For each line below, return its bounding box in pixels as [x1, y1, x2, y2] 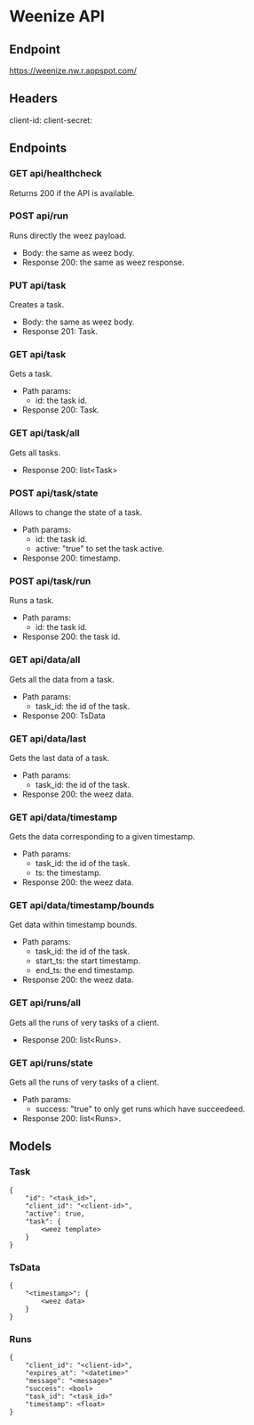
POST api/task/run [9, 575, 91, 587]
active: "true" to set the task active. [35, 543, 165, 553]
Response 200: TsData [21, 710, 106, 721]
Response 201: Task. [21, 326, 98, 337]
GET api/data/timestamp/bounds [9, 899, 155, 912]
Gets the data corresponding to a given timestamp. [9, 831, 195, 842]
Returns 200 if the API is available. [9, 187, 135, 198]
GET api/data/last [9, 733, 87, 745]
